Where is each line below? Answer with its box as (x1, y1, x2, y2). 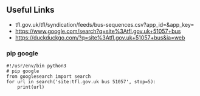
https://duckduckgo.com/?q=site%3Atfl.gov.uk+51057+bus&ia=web (15, 33, 185, 41)
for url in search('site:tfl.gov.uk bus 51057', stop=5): (6, 79, 156, 85)
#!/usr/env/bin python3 (6, 63, 67, 69)
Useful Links (6, 5, 55, 15)
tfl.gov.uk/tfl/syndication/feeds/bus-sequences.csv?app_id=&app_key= (15, 21, 195, 28)
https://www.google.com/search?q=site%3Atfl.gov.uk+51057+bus (15, 27, 181, 35)
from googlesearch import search (6, 74, 91, 80)
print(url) (17, 84, 45, 91)
